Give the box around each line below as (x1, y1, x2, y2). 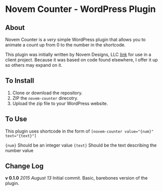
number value (5, 147, 34, 153)
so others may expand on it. (5, 62, 62, 68)
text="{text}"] (5, 133, 37, 138)
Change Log (5, 162, 44, 171)
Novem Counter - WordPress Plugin (5, 3, 156, 15)
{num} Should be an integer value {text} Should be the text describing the (5, 142, 157, 148)
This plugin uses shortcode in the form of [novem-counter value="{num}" (5, 128, 154, 134)
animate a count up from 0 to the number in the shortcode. (5, 42, 126, 48)
